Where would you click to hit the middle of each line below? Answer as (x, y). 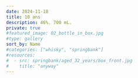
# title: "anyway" (33, 66)
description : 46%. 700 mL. (39, 22)
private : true (23, 28)
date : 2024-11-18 (27, 11)
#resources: (21, 55)
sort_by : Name (23, 45)
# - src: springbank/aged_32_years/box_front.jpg (69, 60)
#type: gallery (25, 39)
